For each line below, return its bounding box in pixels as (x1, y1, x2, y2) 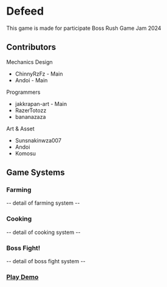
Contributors (6, 42, 56, 52)
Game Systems (6, 168, 65, 178)
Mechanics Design (6, 58, 53, 65)
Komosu (15, 149, 36, 157)
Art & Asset (6, 125, 35, 132)
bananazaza (15, 113, 46, 120)
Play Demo (6, 272, 39, 281)
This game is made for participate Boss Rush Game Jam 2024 (6, 24, 162, 32)
